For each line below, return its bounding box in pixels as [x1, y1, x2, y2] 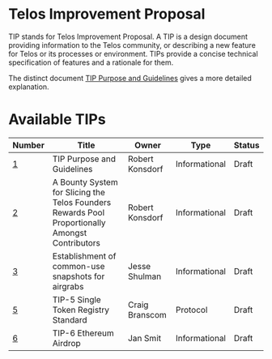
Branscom [128, 309, 168, 320]
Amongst [52, 227, 87, 238]
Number [12, 139, 45, 151]
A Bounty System [52, 176, 119, 187]
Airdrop [52, 337, 81, 348]
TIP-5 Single [52, 293, 101, 305]
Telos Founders [52, 196, 112, 207]
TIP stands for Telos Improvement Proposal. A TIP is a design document [8, 32, 249, 41]
